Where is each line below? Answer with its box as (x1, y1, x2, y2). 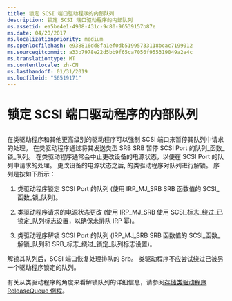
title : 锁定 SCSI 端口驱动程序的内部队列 (7, 10, 115, 17)
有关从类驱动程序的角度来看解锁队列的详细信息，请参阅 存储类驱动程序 (7, 277, 207, 286)
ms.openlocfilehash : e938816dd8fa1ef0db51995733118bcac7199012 (7, 42, 193, 49)
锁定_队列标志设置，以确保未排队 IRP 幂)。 (17, 216, 138, 225)
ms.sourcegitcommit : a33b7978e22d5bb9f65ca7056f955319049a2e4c (7, 49, 193, 56)
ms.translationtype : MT (7, 55, 76, 62)
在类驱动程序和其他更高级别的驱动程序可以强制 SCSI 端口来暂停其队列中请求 (7, 135, 224, 143)
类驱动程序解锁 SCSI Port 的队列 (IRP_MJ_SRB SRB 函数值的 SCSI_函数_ (17, 231, 221, 239)
